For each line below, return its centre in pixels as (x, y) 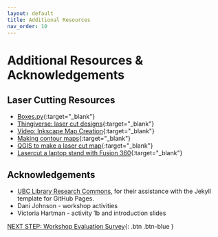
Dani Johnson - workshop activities (67, 206)
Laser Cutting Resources (61, 100)
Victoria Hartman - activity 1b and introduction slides (91, 213)
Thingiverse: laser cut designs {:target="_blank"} (86, 124)
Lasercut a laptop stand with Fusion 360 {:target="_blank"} (100, 153)
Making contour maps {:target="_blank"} (74, 139)
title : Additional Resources (49, 20)
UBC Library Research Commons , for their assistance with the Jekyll (114, 191)
